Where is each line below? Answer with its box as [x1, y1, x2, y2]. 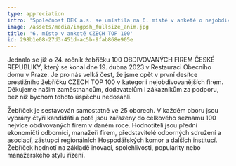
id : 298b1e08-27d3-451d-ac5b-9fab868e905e [7, 36, 133, 43]
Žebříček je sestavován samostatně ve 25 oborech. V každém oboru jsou [7, 106, 219, 115]
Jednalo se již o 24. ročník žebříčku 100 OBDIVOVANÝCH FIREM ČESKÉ [7, 55, 215, 64]
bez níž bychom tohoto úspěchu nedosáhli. [7, 92, 132, 102]
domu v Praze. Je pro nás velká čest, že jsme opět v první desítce [7, 71, 198, 79]
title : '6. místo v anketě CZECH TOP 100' [7, 29, 133, 37]
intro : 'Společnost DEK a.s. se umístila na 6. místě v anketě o [7, 17, 202, 24]
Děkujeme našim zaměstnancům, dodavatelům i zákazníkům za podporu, [7, 85, 219, 94]
